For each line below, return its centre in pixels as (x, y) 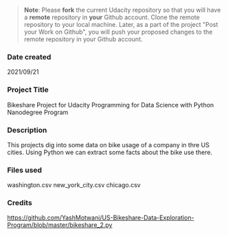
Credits (20, 203)
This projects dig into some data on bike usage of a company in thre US (108, 144)
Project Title (28, 90)
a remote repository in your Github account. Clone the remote (112, 17)
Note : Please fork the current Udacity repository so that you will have (122, 10)
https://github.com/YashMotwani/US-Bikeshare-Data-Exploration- (101, 218)
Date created (29, 56)
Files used (25, 170)
